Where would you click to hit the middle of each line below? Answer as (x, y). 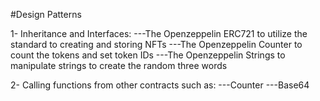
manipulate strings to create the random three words (119, 65)
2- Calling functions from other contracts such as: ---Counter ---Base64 (160, 85)
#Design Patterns (46, 14)
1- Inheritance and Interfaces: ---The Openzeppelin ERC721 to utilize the (159, 33)
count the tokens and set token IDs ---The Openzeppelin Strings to (148, 55)
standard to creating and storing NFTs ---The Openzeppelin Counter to (156, 44)
